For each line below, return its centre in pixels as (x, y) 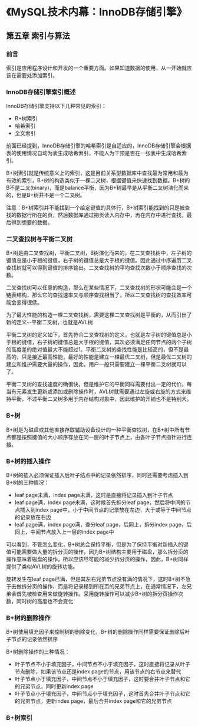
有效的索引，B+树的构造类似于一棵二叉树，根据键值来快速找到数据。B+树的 (98, 180)
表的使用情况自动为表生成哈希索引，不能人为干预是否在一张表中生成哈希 (94, 153)
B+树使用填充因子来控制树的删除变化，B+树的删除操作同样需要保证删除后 (95, 632)
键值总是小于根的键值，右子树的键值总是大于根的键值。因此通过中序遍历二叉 (99, 261)
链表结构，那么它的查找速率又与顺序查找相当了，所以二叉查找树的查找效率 (96, 295)
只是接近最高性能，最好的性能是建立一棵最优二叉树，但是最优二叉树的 (107, 357)
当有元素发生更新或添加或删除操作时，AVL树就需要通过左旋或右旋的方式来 (96, 392)
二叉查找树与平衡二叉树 (39, 239)
